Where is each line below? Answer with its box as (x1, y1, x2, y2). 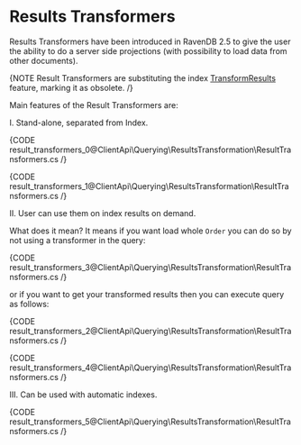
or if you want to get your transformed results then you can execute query (9, 288, 285, 299)
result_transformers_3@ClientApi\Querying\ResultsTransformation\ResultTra (9, 261, 292, 272)
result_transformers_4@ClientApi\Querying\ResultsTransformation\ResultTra (9, 362, 292, 373)
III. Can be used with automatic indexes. (9, 389, 158, 400)
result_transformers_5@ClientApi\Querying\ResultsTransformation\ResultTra (9, 416, 291, 427)
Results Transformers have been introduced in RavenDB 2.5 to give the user (9, 36, 291, 47)
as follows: (9, 298, 50, 309)
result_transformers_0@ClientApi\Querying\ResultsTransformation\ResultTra (9, 144, 292, 155)
